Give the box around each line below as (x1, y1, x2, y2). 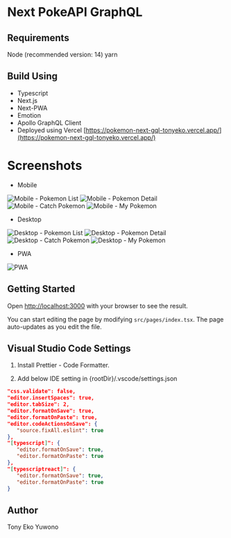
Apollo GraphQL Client (17, 118, 82, 127)
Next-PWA (17, 104, 48, 112)
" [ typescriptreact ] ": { (7, 466, 76, 473)
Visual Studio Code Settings (7, 342, 131, 354)
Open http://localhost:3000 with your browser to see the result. (7, 301, 189, 310)
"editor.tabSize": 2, (7, 401, 70, 408)
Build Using (7, 70, 58, 82)
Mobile (17, 180, 37, 189)
